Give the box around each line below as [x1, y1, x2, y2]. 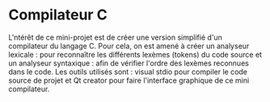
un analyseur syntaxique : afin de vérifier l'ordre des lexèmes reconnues [8, 58, 249, 68]
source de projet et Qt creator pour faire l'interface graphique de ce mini [8, 75, 250, 85]
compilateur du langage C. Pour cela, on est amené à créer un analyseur [8, 40, 250, 50]
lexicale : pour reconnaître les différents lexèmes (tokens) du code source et [8, 49, 263, 59]
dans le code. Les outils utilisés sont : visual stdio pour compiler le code [8, 66, 248, 76]
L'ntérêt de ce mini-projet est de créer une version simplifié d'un [8, 32, 222, 42]
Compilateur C [8, 6, 108, 24]
